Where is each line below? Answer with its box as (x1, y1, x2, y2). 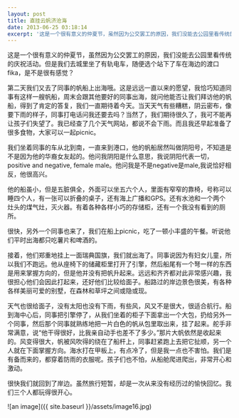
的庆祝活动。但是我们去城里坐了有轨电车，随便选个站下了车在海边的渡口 (7, 60, 219, 68)
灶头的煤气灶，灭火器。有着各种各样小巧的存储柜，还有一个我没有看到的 (7, 203, 219, 211)
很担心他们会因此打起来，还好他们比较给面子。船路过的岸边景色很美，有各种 (7, 278, 232, 286)
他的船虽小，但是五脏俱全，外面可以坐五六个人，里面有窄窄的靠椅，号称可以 (7, 185, 232, 194)
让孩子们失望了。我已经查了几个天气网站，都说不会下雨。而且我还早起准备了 (7, 119, 232, 128)
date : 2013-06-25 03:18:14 (7, 23, 87, 31)
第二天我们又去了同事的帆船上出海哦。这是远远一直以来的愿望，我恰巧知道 (7, 83, 225, 93)
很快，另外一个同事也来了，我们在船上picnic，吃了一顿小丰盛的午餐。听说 (7, 227, 225, 236)
